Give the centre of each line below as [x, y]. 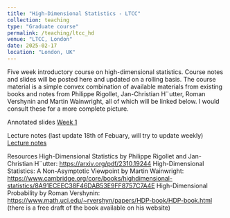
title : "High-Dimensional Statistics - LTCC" [74, 13]
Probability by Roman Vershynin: [54, 193]
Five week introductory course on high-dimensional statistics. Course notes [115, 72]
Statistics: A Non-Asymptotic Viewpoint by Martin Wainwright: [96, 171]
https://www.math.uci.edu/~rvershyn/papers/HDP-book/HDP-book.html [110, 200]
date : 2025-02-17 [32, 46]
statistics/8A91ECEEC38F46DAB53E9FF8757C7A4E [81, 185]
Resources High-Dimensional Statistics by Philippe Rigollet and [97, 156]
